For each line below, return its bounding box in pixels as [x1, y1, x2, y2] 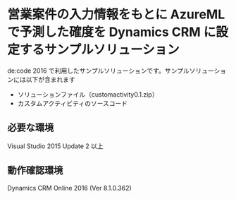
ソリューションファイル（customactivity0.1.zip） [17, 90, 159, 99]
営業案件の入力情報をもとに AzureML [7, 6, 225, 23]
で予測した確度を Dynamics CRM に [7, 24, 216, 40]
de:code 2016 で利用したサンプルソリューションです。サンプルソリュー [7, 66, 214, 75]
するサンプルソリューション [20, 42, 180, 58]
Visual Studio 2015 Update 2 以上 [7, 142, 104, 150]
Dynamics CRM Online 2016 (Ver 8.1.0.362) [7, 183, 132, 192]
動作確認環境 [7, 164, 63, 176]
